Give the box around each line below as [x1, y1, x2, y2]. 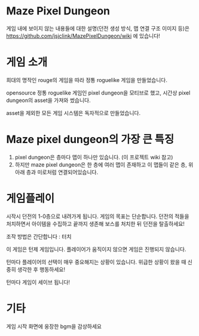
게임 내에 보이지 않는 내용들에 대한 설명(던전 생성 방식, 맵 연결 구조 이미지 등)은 [6, 25, 190, 32]
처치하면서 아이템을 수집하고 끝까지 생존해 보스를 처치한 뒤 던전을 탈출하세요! [6, 220, 185, 227]
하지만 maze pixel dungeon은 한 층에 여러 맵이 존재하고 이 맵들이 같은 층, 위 [14, 161, 194, 168]
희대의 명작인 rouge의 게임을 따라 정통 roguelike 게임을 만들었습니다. [6, 76, 168, 83]
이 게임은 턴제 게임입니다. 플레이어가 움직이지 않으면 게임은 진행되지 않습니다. [6, 246, 186, 253]
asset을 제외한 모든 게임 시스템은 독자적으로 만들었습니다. [6, 109, 141, 116]
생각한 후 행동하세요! [17, 265, 66, 273]
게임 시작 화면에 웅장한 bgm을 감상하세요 [6, 322, 102, 330]
